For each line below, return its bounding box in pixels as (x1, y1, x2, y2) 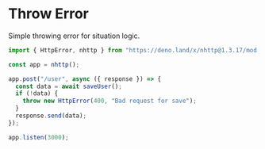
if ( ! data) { (15, 90, 59, 97)
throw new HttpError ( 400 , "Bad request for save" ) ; (22, 97, 197, 105)
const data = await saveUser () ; (15, 82, 123, 90)
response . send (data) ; (15, 112, 87, 120)
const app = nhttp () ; (8, 60, 80, 68)
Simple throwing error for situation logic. (8, 31, 140, 40)
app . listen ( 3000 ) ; (8, 133, 69, 141)
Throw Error (8, 5, 89, 23)
